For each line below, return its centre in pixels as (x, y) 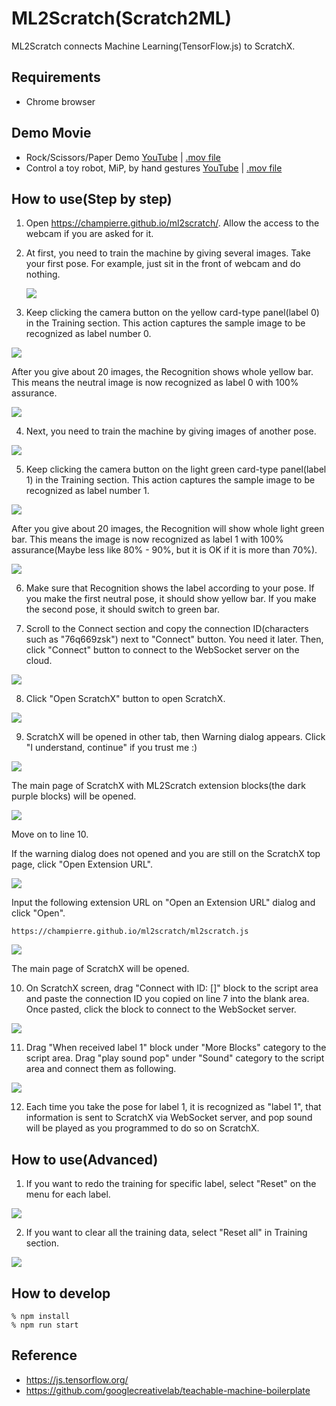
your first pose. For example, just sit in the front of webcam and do (163, 264)
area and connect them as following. (101, 1069)
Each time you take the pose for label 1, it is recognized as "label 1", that (173, 1107)
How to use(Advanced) (85, 1159)
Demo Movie (51, 133)
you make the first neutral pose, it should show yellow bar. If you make (171, 599)
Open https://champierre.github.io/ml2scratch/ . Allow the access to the (172, 223)
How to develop (61, 1293)
